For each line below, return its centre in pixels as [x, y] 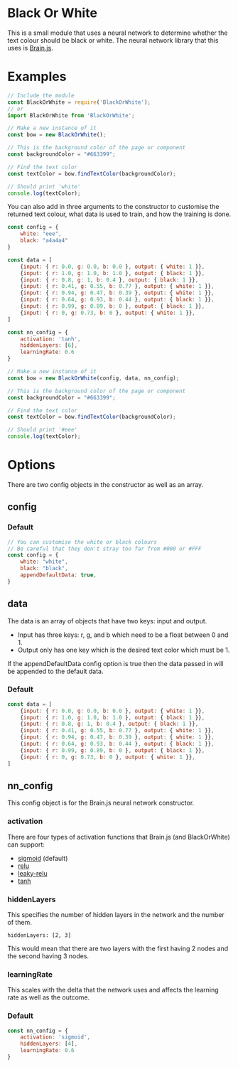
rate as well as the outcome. [49, 997]
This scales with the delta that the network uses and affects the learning [113, 990]
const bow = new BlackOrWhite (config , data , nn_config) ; [93, 378]
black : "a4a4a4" [44, 241]
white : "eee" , [41, 234]
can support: [26, 845]
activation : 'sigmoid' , [55, 1037]
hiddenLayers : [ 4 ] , [49, 1044]
